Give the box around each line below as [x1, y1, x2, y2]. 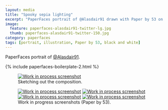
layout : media [5, 7, 35, 13]
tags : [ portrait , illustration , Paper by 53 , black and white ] [5, 40, 141, 45]
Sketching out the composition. [18, 78, 82, 84]
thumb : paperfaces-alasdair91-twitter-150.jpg [10, 31, 109, 36]
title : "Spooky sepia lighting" [5, 12, 73, 17]
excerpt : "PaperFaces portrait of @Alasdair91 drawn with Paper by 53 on [5, 17, 163, 22]
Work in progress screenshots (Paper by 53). [18, 99, 111, 105]
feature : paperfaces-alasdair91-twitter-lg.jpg [10, 26, 112, 31]
